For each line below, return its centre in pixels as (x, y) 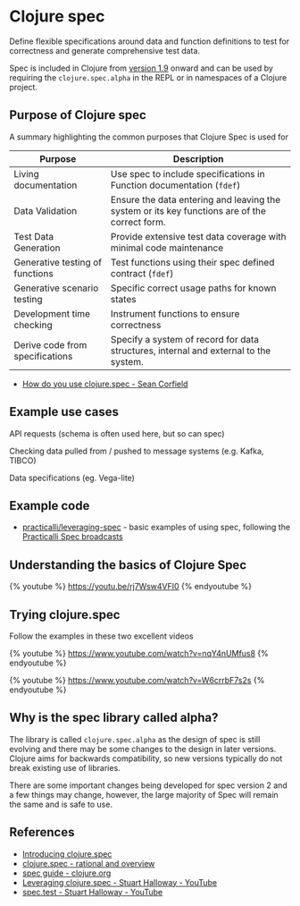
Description (199, 158)
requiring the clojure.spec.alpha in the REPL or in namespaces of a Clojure (148, 77)
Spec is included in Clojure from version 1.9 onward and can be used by (142, 68)
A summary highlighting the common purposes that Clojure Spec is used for (149, 137)
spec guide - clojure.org (67, 873)
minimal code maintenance (167, 248)
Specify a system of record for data (185, 339)
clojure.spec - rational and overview (88, 863)
